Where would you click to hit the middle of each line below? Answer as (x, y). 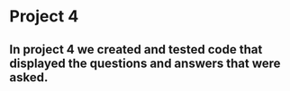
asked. (29, 77)
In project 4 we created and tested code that (136, 50)
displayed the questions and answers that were (145, 63)
